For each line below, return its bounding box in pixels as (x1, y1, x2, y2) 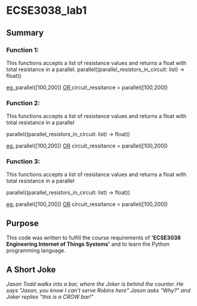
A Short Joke (6, 264, 56, 275)
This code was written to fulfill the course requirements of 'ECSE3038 (6, 234, 181, 242)
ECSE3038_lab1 (6, 4, 87, 17)
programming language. (6, 247, 66, 254)
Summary (6, 28, 44, 38)
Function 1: (6, 46, 39, 54)
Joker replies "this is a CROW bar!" (6, 293, 93, 301)
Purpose (6, 218, 39, 228)
